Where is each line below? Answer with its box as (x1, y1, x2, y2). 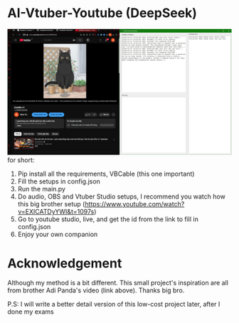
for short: (7, 156, 35, 164)
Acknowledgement (7, 255, 122, 271)
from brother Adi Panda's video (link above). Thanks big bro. (7, 286, 185, 295)
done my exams (7, 307, 55, 316)
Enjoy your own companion (17, 230, 98, 239)
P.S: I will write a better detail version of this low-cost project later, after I (7, 300, 221, 309)
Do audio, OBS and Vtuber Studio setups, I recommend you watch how (17, 192, 225, 201)
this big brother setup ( (17, 200, 85, 208)
